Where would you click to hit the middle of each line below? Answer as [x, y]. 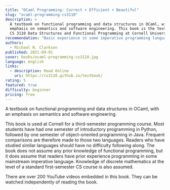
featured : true [21, 85]
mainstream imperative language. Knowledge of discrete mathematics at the [85, 162]
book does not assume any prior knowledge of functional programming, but [84, 151]
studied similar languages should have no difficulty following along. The [80, 146]
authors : [14, 43]
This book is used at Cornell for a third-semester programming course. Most [85, 124]
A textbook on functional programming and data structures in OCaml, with [82, 109]
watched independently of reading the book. [52, 182]
